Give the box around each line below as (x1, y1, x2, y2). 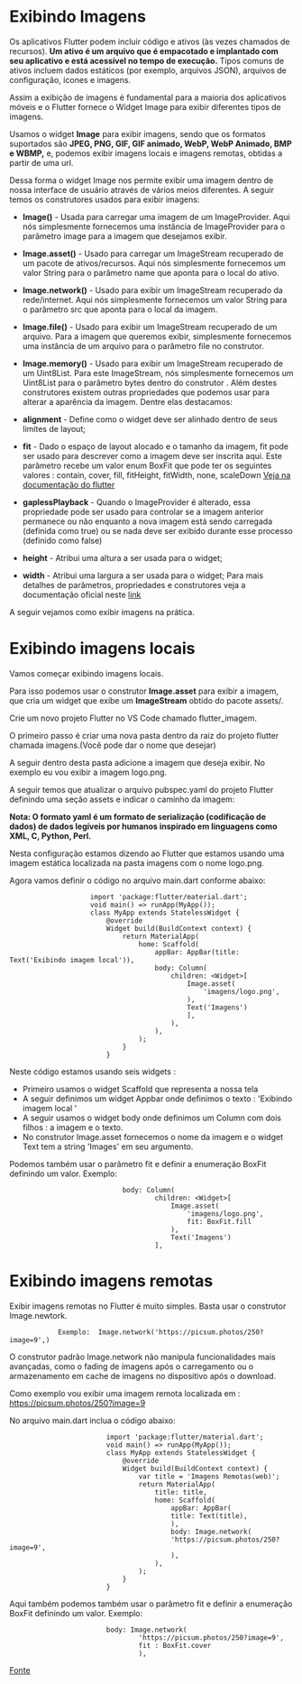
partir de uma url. (9, 157, 74, 168)
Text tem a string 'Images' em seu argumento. (22, 1141, 194, 1152)
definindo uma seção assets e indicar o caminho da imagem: (9, 794, 235, 805)
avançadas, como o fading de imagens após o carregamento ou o (9, 1360, 254, 1372)
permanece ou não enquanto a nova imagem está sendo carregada (22, 516, 273, 527)
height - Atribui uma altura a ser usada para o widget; (22, 552, 223, 563)
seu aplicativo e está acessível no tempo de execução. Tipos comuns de (9, 55, 285, 66)
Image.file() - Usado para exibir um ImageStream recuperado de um (22, 321, 278, 332)
